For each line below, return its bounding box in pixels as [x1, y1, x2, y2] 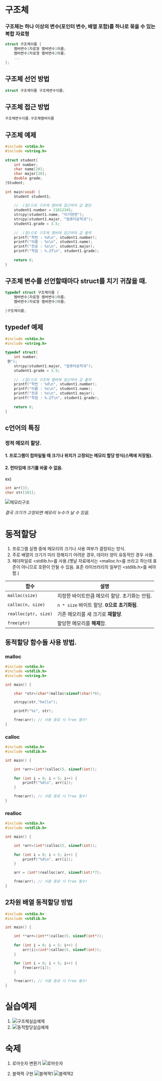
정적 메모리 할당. [5, 439, 41, 446]
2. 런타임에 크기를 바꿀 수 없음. [5, 465, 63, 471]
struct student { [5, 157, 38, 163]
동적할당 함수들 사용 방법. [5, 638, 77, 647]
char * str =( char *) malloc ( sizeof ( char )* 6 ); [14, 691, 101, 696]
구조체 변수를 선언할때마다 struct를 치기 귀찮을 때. [5, 277, 147, 285]
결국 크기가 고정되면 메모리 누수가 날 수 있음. [5, 510, 90, 516]
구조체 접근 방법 [5, 103, 50, 111]
